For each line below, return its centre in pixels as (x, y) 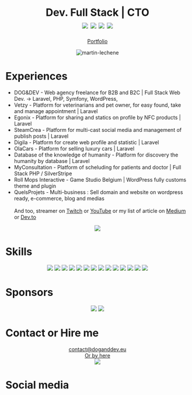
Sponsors (29, 292)
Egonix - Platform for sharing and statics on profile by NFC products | (97, 117)
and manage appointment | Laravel (56, 111)
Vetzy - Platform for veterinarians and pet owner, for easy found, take (97, 105)
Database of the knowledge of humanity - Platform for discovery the (96, 155)
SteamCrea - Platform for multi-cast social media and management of (98, 130)
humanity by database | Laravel (52, 161)
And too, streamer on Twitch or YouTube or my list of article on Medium (100, 210)
